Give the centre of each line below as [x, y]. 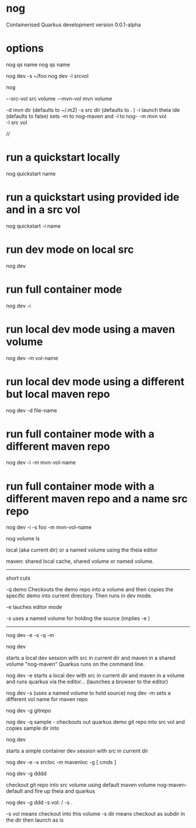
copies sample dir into [33, 728]
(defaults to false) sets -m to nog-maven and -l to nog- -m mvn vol [86, 116]
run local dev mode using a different [95, 382]
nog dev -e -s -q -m [30, 635]
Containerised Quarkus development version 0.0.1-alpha [73, 25]
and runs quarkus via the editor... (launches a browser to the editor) [87, 682]
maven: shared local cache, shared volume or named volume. [80, 562]
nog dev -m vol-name [32, 358]
